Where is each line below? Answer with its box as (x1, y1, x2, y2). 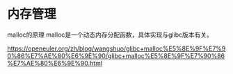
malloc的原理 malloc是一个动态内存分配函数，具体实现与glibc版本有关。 (7, 30, 214, 39)
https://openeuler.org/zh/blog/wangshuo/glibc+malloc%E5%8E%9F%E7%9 (7, 44, 226, 53)
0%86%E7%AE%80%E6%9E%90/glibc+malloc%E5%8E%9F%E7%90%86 (7, 51, 225, 59)
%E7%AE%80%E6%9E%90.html (7, 59, 103, 67)
